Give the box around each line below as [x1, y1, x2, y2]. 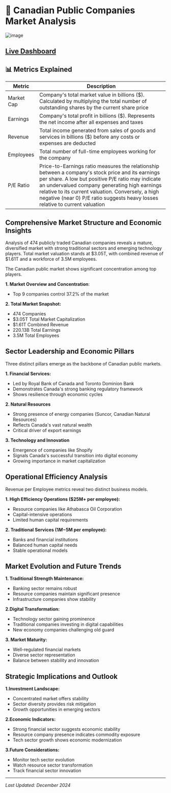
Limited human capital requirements [12, 517, 88, 523]
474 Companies [12, 310, 46, 316]
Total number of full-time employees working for [39, 148, 156, 155]
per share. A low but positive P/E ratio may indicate [39, 175, 161, 182]
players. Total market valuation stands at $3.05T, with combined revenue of [5, 250, 164, 256]
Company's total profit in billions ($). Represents [39, 112, 155, 119]
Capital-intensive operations [12, 511, 72, 517]
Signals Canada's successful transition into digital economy [12, 452, 138, 458]
